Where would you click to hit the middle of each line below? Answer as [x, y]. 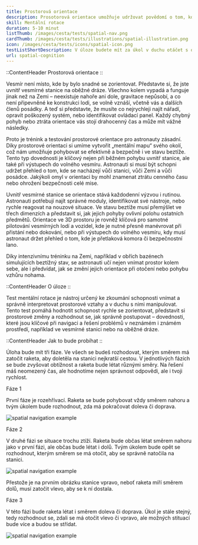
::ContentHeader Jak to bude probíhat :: [55, 341]
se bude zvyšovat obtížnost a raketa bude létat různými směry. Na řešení [95, 364]
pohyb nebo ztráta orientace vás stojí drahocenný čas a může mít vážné [94, 121]
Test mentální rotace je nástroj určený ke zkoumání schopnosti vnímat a [93, 298]
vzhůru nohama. [26, 275]
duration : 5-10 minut [33, 28]
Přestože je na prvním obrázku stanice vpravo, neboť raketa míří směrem [95, 482]
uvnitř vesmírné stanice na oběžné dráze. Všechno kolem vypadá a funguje [98, 90]
